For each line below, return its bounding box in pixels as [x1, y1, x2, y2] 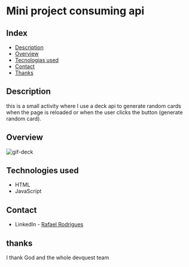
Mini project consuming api [6, 4, 145, 18]
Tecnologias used [14, 57, 59, 63]
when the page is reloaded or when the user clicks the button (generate [6, 109, 184, 116]
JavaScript [14, 188, 42, 195]
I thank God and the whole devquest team [6, 254, 109, 261]
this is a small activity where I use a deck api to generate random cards [6, 102, 181, 109]
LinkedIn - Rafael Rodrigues [14, 221, 84, 228]
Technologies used [6, 165, 79, 176]
